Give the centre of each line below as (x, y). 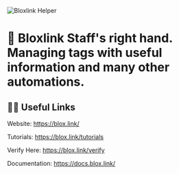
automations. (46, 82)
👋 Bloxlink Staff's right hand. (90, 38)
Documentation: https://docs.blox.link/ (61, 163)
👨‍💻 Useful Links (41, 107)
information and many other (88, 67)
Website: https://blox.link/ (44, 124)
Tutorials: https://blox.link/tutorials (56, 137)
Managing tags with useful (85, 53)
